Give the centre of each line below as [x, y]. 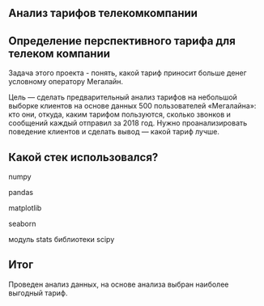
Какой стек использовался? [83, 157]
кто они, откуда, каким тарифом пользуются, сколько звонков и [119, 115]
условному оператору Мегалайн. [66, 82]
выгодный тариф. [38, 293]
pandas [21, 193]
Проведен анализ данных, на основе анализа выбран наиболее [119, 284]
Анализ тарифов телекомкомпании [103, 13]
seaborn [22, 224]
